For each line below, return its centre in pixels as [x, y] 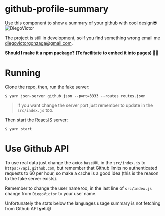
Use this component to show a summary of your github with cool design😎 [81, 23]
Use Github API [37, 149]
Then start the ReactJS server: [37, 120]
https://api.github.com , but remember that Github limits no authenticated [81, 168]
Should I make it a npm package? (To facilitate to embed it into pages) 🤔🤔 [82, 53]
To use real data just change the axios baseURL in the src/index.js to [75, 162]
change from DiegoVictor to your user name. [51, 193]
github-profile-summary [57, 9]
